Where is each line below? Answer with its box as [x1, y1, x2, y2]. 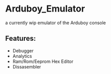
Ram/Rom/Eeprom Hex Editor [12, 58, 74, 64]
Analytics [12, 53, 32, 59]
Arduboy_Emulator [5, 3, 85, 15]
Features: [5, 34, 36, 43]
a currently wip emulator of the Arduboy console [5, 20, 106, 26]
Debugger [12, 47, 34, 53]
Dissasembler [12, 63, 41, 69]
